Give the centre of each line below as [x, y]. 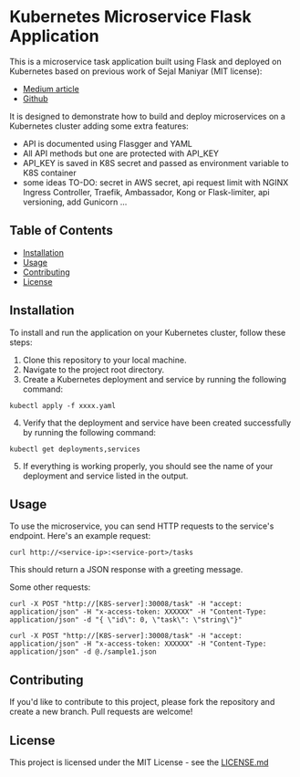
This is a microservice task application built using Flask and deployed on [146, 61]
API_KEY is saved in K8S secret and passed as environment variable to [155, 163]
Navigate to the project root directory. [93, 369]
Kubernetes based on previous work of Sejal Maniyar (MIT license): [136, 71]
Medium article [51, 89]
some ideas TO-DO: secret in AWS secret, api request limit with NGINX [155, 182]
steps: [21, 342]
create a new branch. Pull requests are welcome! [101, 712]
